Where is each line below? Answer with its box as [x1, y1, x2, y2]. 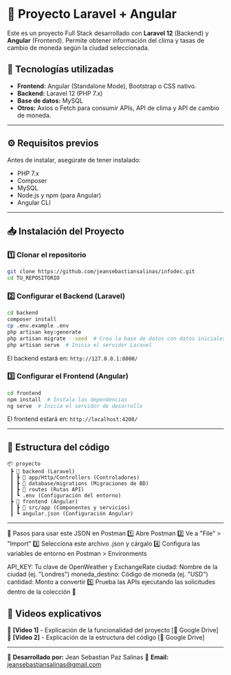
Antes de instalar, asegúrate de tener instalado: [7, 156, 141, 164]
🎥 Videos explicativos [7, 608, 102, 619]
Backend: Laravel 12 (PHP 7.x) [16, 89, 103, 97]
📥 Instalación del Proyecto [7, 225, 125, 237]
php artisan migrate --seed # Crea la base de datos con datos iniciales [7, 335, 226, 342]
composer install [7, 316, 57, 323]
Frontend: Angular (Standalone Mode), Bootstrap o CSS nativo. [16, 82, 197, 90]
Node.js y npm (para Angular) [16, 191, 102, 199]
